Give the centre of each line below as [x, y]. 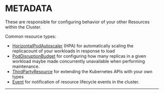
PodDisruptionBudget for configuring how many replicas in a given [79, 56]
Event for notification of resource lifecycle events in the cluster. [76, 82]
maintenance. [26, 66]
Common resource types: [31, 36]
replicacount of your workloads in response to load [63, 51]
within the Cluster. [23, 27]
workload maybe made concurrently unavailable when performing [79, 61]
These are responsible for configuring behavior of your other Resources [77, 22]
